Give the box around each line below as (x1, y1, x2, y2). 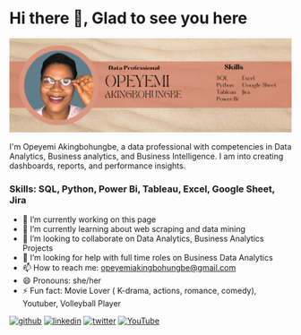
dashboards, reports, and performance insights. (9, 160, 186, 171)
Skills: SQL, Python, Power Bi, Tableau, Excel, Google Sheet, (9, 183, 276, 195)
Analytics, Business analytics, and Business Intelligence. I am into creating (9, 150, 284, 161)
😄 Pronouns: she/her (21, 275, 101, 286)
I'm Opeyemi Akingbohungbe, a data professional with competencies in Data (9, 141, 292, 151)
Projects (21, 243, 54, 253)
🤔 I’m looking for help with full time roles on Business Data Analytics (21, 253, 273, 263)
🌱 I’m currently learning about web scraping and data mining (21, 224, 246, 235)
